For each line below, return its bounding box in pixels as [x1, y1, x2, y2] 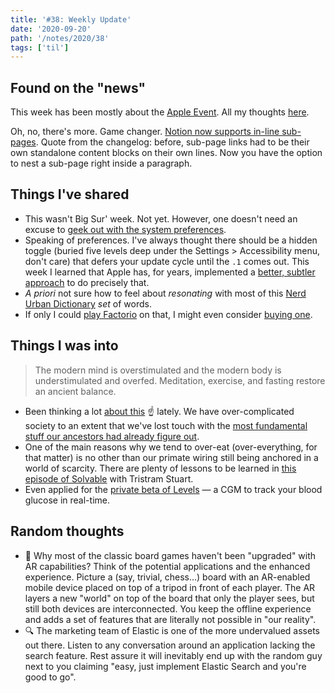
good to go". [24, 671, 77, 683]
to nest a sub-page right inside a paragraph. [10, 157, 193, 170]
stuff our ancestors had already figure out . [24, 430, 200, 442]
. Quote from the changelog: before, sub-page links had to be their [35, 136, 310, 148]
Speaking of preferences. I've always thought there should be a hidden [24, 234, 318, 246]
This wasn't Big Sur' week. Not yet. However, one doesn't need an [24, 212, 298, 225]
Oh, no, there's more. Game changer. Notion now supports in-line [10, 126, 280, 138]
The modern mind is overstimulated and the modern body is [34, 364, 282, 376]
